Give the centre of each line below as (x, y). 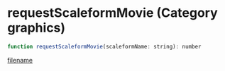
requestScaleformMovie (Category (112, 13)
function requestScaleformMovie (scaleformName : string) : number (104, 46)
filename (20, 60)
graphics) (37, 28)
